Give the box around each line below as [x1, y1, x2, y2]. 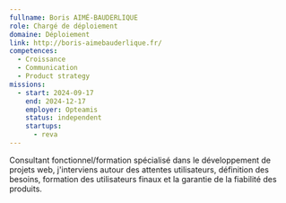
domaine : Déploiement [9, 30, 91, 39]
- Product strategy [17, 72, 91, 81]
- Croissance [17, 55, 66, 64]
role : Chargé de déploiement [9, 22, 118, 31]
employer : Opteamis [25, 105, 99, 114]
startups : [25, 122, 63, 131]
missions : [9, 80, 47, 89]
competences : [9, 47, 58, 56]
